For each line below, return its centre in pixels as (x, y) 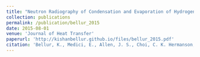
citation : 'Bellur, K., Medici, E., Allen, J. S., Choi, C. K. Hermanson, (101, 45)
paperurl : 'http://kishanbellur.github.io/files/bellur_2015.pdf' (90, 39)
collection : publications (38, 17)
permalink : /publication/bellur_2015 (53, 23)
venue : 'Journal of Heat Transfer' (50, 34)
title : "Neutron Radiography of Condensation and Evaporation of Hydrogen (101, 12)
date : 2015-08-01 (28, 28)
